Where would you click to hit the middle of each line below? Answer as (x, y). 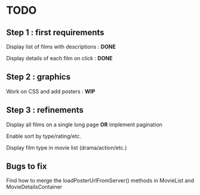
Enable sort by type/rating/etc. (44, 136)
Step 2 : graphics (38, 77)
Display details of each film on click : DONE (59, 58)
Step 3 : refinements (45, 110)
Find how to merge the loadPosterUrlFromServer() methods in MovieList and (100, 181)
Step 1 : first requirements (55, 32)
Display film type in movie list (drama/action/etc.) (67, 147)
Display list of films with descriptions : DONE (61, 47)
